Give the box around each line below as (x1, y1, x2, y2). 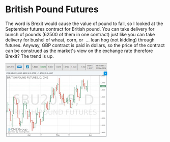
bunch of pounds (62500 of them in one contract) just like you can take (5, 31, 155, 37)
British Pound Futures (5, 4, 99, 15)
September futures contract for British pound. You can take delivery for (5, 26, 155, 32)
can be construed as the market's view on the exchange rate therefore (5, 48, 153, 54)
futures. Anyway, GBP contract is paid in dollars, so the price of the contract (5, 42, 165, 48)
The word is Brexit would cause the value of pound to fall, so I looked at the (5, 20, 163, 27)
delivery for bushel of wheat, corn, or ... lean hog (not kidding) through (5, 37, 155, 43)
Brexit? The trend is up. (5, 53, 54, 59)
